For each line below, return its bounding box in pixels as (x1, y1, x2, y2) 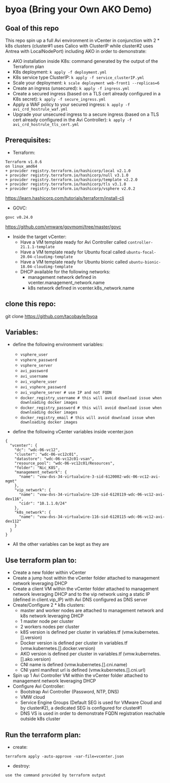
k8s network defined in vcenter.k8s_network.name (27, 284, 135, 291)
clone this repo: (5, 300, 56, 308)
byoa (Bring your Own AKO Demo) (5, 4, 152, 15)
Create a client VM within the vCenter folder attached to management (12, 586, 159, 592)
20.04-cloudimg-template (20, 254, 73, 259)
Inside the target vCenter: (12, 233, 67, 240)
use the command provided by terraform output (5, 773, 106, 778)
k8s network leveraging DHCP (20, 613, 84, 619)
